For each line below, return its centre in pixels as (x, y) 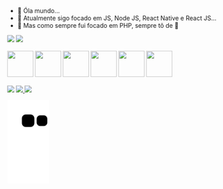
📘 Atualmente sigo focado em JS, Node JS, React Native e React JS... (117, 18)
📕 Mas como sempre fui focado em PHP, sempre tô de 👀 (98, 25)
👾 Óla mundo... (39, 11)
